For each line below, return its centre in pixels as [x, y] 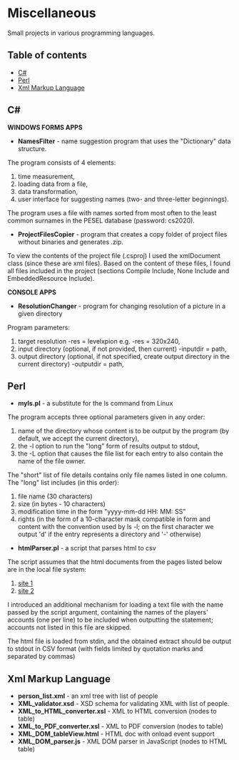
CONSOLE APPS [32, 292]
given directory [40, 313]
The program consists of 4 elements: [62, 163]
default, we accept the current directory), [78, 438]
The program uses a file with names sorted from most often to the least [112, 212]
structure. [32, 148]
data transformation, [48, 191]
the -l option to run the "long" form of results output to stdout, [108, 446]
